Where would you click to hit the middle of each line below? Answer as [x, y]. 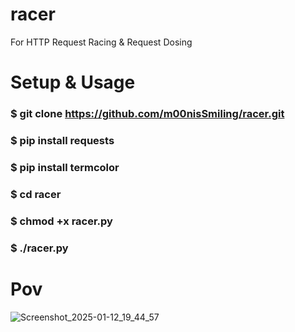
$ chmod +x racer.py [61, 221]
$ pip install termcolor [65, 167]
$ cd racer [36, 194]
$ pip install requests [62, 140]
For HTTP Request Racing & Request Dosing [101, 42]
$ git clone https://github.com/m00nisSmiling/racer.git [147, 114]
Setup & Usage [73, 82]
